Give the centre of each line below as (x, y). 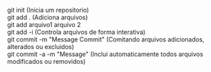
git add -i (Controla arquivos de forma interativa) (76, 32)
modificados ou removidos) (47, 61)
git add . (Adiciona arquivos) (48, 17)
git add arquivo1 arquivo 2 (44, 25)
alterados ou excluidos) (41, 47)
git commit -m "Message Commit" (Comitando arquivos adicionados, (106, 39)
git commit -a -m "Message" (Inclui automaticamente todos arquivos (105, 54)
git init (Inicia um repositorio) (48, 10)
